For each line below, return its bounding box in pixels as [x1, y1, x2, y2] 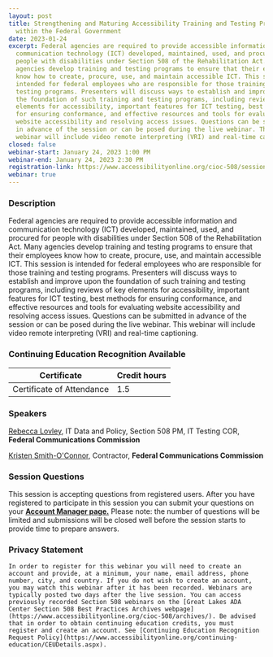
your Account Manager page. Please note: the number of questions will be [8, 507, 260, 516]
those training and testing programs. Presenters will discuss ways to [8, 268, 237, 277]
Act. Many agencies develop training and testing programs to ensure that [8, 241, 253, 252]
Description [8, 197, 56, 208]
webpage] [164, 605, 195, 614]
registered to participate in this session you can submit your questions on [8, 498, 254, 508]
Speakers [8, 407, 47, 419]
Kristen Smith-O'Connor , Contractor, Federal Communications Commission [8, 450, 264, 460]
